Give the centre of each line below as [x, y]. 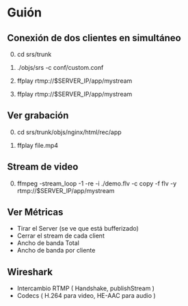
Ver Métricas [35, 213]
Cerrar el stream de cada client [61, 236]
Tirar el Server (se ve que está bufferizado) [78, 229]
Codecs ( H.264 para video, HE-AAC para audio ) [86, 296]
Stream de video [43, 167]
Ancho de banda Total [48, 243]
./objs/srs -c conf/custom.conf [60, 67]
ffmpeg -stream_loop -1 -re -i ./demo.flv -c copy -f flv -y [97, 183]
